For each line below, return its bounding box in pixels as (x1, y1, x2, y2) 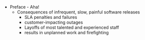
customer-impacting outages (24, 19, 83, 25)
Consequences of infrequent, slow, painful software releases (17, 9, 140, 15)
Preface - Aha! (9, 4, 40, 10)
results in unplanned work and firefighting (24, 30, 109, 35)
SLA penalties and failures (24, 14, 77, 20)
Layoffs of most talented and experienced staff (24, 25, 119, 30)
